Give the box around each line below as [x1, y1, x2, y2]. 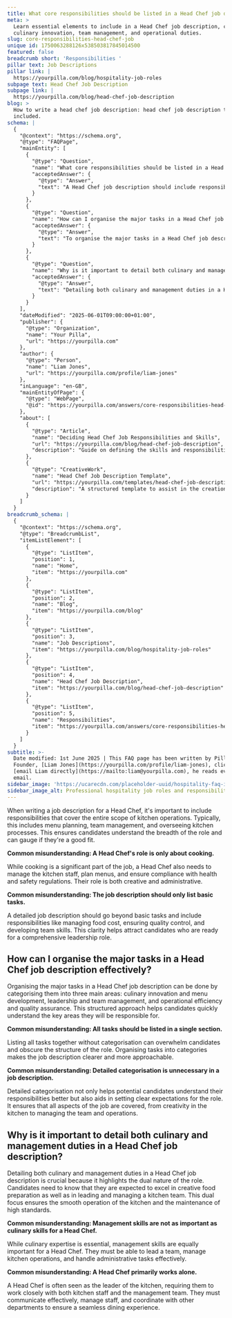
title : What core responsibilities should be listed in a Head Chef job [7, 10, 221, 17]
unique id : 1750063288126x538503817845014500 [7, 42, 140, 49]
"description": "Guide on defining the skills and [32, 447, 181, 454]
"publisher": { [19, 318, 64, 325]
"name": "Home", [32, 562, 79, 570]
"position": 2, [32, 595, 76, 602]
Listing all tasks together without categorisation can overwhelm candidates [7, 1038, 221, 1047]
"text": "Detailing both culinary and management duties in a [37, 286, 221, 294]
